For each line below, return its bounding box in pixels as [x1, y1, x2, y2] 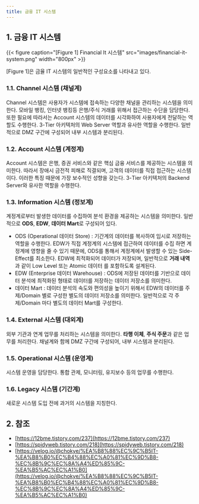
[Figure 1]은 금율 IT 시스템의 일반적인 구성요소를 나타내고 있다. [6, 68, 151, 75]
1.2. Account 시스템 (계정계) [6, 145, 84, 153]
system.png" [6, 56, 37, 63]
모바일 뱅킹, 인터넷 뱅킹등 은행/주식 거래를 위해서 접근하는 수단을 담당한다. [18, 106, 190, 113]
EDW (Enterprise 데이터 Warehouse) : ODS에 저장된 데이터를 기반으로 [14, 270, 180, 277]
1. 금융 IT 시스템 [6, 32, 61, 42]
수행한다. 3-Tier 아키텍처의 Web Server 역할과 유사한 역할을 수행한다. [17, 121, 180, 128]
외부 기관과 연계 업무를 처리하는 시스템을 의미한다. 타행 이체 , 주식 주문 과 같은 [6, 330, 183, 337]
